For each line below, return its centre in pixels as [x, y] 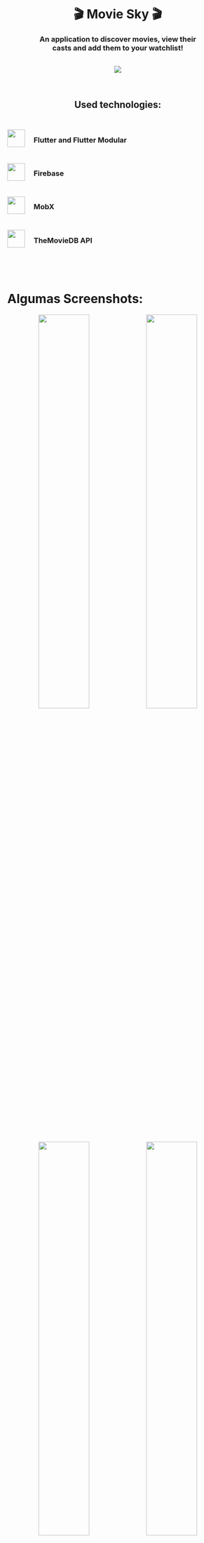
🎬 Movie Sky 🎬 [118, 14]
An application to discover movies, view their [118, 39]
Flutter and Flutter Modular [81, 140]
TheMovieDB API [63, 240]
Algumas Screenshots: [75, 299]
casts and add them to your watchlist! [118, 48]
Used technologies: [118, 105]
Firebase [49, 173]
